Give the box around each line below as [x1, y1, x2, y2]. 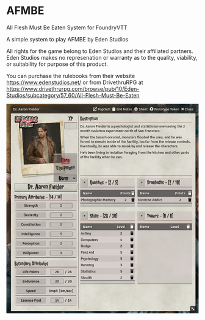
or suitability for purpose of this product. [6, 60, 109, 68]
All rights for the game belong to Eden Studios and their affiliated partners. [6, 47, 193, 55]
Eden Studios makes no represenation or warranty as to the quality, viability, [6, 54, 198, 61]
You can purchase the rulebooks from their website [6, 72, 135, 79]
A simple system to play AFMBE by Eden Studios [6, 35, 129, 43]
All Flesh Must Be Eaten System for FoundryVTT [6, 24, 128, 31]
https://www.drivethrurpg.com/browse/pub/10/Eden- [6, 85, 140, 92]
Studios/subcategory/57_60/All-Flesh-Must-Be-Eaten [6, 91, 140, 99]
